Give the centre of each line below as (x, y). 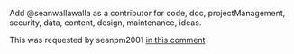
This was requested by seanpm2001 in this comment (107, 40)
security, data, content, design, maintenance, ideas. (106, 22)
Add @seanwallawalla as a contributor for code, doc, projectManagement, (147, 13)
